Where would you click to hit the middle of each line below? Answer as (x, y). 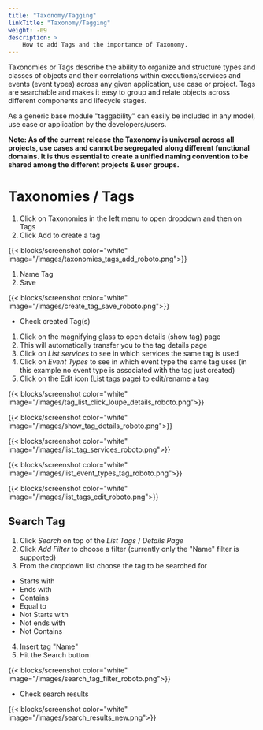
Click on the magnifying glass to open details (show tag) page (120, 337)
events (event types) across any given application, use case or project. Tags (132, 84)
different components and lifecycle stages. (78, 101)
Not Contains (41, 631)
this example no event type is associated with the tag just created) (127, 371)
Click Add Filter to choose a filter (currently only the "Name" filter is (129, 549)
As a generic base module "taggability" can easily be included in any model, (132, 116)
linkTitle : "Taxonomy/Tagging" (59, 23)
